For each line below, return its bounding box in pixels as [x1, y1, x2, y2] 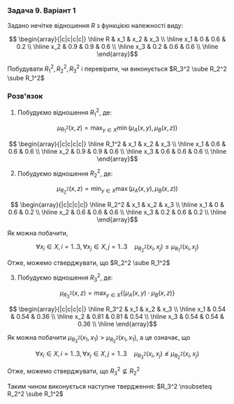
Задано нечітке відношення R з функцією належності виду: [7, 22, 184, 30]
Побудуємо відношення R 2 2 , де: [17, 168, 113, 180]
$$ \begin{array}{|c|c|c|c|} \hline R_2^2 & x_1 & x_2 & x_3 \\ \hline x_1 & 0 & [10, 201, 225, 209]
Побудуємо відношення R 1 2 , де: [17, 107, 112, 118]
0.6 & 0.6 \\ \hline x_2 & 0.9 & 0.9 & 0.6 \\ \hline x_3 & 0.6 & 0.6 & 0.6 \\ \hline [8, 147, 227, 155]
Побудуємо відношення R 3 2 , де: [17, 272, 113, 283]
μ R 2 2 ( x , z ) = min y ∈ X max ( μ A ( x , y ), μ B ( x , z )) [57, 185, 178, 196]
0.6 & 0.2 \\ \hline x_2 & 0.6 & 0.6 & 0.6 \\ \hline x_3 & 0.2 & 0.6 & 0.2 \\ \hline [8, 208, 227, 217]
